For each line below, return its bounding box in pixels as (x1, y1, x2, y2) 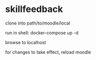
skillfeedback (5, 3, 63, 15)
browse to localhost (5, 39, 46, 45)
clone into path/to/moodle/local (5, 20, 70, 26)
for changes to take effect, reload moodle (5, 49, 91, 55)
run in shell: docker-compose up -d (5, 29, 79, 35)
